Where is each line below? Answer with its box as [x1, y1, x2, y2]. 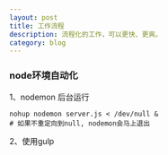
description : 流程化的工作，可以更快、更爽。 [9, 30, 163, 39]
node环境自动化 [9, 69, 79, 82]
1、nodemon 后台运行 [9, 91, 90, 102]
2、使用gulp [9, 135, 55, 146]
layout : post [9, 13, 58, 22]
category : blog [9, 38, 66, 47]
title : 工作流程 [9, 22, 65, 30]
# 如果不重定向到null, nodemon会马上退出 [9, 118, 151, 128]
